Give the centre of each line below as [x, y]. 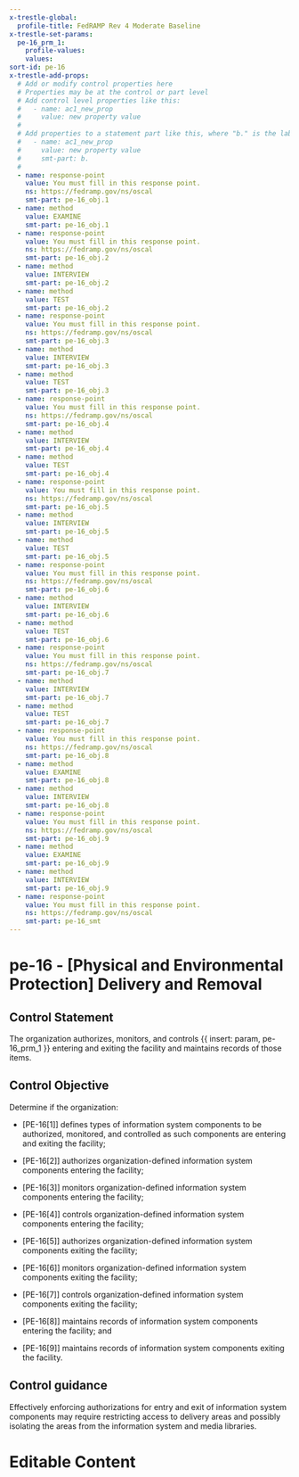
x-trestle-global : [43, 17]
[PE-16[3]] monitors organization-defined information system [134, 1187]
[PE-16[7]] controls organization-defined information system [133, 1294]
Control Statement [61, 1017]
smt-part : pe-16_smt [63, 921]
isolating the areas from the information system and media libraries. [133, 1426]
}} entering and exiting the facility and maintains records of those [162, 1048]
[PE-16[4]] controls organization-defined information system [133, 1214]
